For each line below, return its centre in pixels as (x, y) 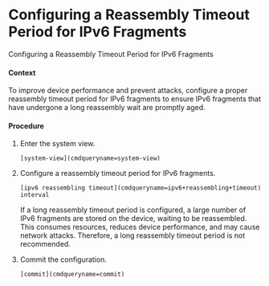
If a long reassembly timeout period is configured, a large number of (133, 210)
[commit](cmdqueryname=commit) (72, 275)
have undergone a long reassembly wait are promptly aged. (107, 108)
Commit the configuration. (63, 259)
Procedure (26, 125)
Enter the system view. (57, 144)
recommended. (45, 244)
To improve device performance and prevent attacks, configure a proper (128, 91)
